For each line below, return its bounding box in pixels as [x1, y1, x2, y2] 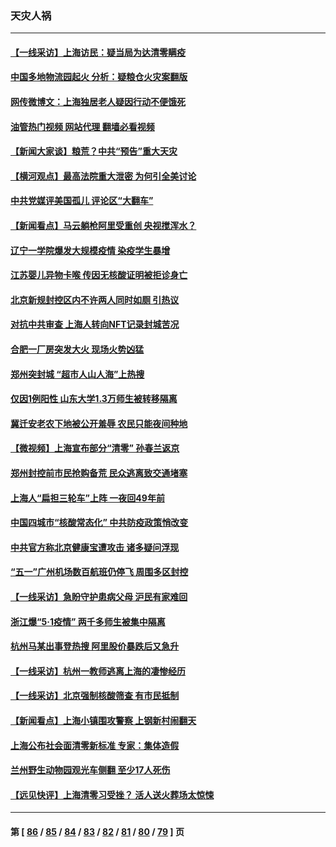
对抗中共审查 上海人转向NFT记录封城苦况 [10, 318, 180, 331]
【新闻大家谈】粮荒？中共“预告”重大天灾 [10, 145, 178, 157]
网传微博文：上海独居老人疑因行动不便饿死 [10, 96, 186, 108]
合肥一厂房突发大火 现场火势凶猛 [10, 343, 145, 356]
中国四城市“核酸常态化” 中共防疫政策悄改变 [10, 517, 189, 529]
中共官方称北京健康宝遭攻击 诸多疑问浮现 [10, 541, 180, 553]
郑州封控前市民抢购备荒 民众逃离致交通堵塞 [10, 467, 188, 479]
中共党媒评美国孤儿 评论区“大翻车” [10, 195, 154, 207]
